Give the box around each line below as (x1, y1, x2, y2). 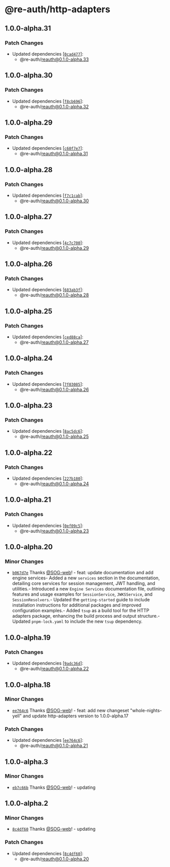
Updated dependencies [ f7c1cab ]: (12, 192, 83, 198)
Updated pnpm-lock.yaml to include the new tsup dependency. (12, 618, 143, 624)
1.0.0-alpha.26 (5, 260, 53, 269)
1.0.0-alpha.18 (5, 681, 51, 689)
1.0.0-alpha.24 (5, 354, 53, 363)
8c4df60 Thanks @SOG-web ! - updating (12, 826, 96, 832)
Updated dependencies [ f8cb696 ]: (12, 98, 83, 104)
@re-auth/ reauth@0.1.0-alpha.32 (19, 103, 89, 109)
